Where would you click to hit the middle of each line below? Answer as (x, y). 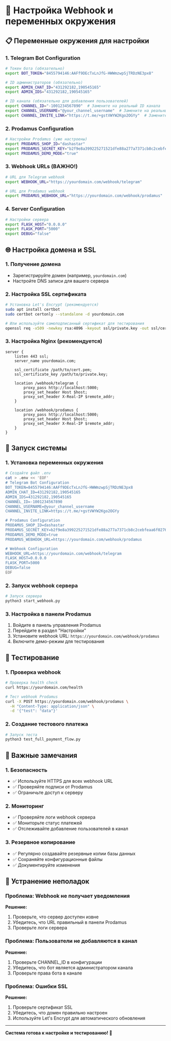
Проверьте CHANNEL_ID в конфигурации (57, 962)
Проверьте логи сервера (40, 928)
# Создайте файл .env (28, 473)
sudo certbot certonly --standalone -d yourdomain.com (65, 314)
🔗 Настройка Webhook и (59, 10)
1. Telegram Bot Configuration (43, 58)
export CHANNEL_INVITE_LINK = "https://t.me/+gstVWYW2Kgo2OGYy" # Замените (86, 115)
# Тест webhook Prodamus (32, 697)
